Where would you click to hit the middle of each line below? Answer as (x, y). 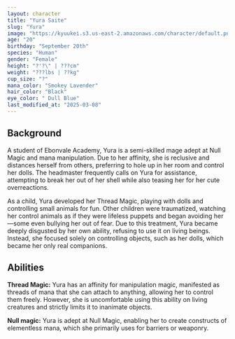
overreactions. (28, 187)
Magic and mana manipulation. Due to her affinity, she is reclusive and (108, 158)
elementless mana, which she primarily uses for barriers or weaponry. (108, 328)
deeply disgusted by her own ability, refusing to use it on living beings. (109, 230)
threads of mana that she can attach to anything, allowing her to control (110, 292)
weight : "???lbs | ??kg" (43, 72)
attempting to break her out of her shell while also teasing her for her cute (114, 180)
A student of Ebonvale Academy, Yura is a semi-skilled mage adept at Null (114, 150)
